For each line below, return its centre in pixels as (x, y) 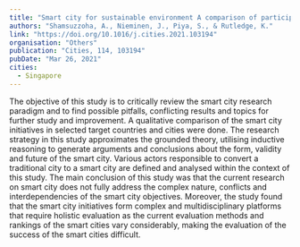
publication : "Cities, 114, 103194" (77, 51)
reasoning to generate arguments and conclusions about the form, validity (146, 149)
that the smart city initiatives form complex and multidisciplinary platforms (146, 206)
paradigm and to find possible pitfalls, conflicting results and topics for (139, 111)
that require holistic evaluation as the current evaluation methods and (137, 215)
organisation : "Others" (54, 43)
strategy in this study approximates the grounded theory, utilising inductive (147, 139)
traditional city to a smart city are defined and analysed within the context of (150, 167)
